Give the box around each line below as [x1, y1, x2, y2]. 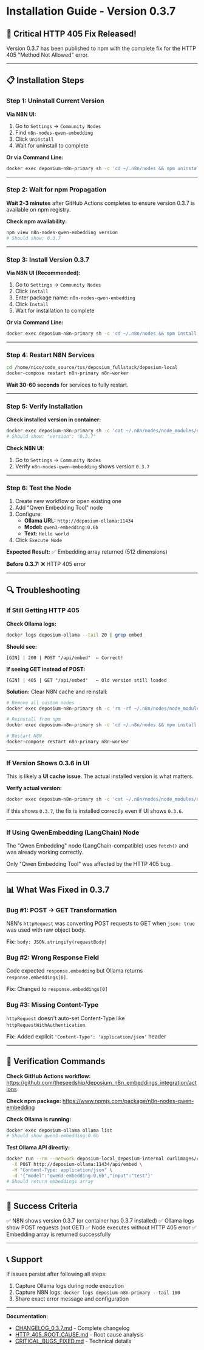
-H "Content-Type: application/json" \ [12, 1167, 113, 1173]
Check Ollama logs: [6, 620, 56, 627]
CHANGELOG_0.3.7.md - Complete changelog [15, 1324, 130, 1332]
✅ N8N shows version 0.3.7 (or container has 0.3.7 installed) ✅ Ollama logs [6, 1217, 194, 1224]
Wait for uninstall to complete [15, 141, 89, 149]
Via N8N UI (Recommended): [6, 269, 81, 276]
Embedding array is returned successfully [6, 1230, 111, 1238]
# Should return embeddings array [6, 1178, 94, 1184]
